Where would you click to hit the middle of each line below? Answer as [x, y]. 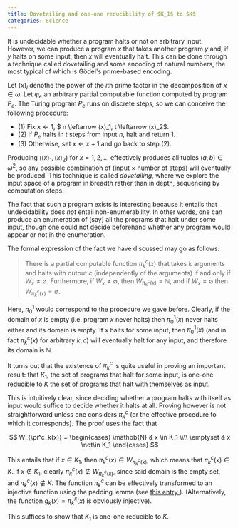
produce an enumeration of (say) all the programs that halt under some [112, 220]
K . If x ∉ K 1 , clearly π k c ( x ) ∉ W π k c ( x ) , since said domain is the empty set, [114, 472]
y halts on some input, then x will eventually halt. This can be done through [117, 56]
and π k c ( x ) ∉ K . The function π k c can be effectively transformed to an [110, 483]
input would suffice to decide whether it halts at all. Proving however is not [117, 405]
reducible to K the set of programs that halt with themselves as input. [109, 384]
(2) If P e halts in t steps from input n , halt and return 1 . [97, 135]
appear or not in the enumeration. [57, 235]
